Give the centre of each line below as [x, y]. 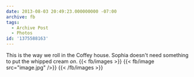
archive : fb [21, 17]
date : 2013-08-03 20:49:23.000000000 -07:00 [61, 11]
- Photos [22, 33]
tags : [13, 22]
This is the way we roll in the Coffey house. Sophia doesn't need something [98, 55]
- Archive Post [30, 28]
